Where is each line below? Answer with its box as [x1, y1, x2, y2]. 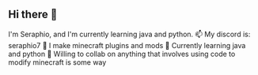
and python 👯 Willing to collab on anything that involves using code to [8, 49, 236, 58]
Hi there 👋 [8, 8, 58, 21]
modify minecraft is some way [8, 57, 107, 67]
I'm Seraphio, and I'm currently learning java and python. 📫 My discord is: [8, 29, 251, 39]
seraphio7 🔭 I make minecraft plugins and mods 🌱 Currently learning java [8, 40, 246, 50]
